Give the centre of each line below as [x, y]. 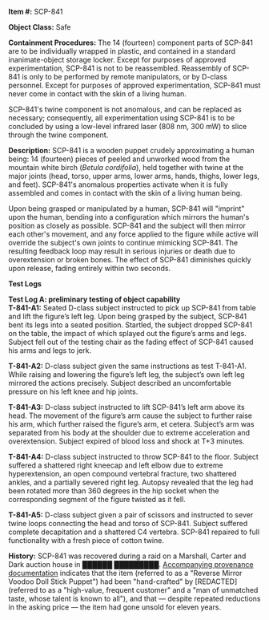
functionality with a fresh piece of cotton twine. [86, 540]
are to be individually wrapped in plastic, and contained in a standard [122, 51]
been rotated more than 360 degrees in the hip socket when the [114, 491]
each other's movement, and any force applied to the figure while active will [133, 234]
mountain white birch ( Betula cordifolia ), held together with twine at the [126, 167]
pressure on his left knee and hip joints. [73, 391]
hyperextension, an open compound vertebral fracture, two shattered [122, 474]
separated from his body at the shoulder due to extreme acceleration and [129, 433]
